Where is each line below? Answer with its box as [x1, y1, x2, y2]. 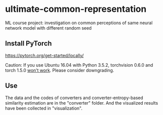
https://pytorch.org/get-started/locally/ [5, 52, 84, 58]
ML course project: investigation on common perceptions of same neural [5, 20, 153, 26]
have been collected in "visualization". [5, 105, 83, 111]
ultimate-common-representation [5, 3, 147, 15]
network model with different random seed [5, 25, 92, 31]
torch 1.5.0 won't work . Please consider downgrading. [5, 67, 114, 73]
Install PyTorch [5, 39, 52, 48]
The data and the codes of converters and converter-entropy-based [5, 95, 144, 101]
